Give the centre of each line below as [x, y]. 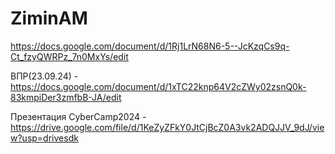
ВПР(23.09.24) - [44, 76]
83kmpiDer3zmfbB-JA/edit [66, 97]
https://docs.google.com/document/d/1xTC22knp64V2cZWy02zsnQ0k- [158, 86]
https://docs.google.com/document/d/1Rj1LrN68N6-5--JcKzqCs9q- [150, 46]
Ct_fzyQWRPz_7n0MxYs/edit [69, 56]
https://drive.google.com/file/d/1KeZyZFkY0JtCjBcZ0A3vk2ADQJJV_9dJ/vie [167, 127]
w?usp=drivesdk [44, 138]
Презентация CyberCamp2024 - [78, 116]
